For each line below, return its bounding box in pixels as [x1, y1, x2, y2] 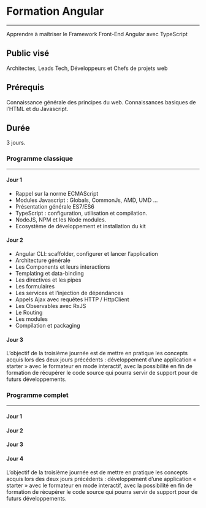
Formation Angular [6, 4, 104, 18]
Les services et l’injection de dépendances [15, 290, 124, 297]
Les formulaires [15, 283, 55, 290]
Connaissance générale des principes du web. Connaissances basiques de [6, 98, 196, 106]
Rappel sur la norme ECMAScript [15, 190, 99, 197]
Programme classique [6, 155, 74, 163]
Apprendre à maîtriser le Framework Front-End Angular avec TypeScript [6, 30, 188, 37]
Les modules [15, 315, 48, 323]
